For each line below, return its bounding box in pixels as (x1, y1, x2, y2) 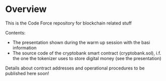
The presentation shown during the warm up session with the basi (12, 39, 150, 45)
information (12, 44, 37, 50)
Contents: (5, 29, 26, 35)
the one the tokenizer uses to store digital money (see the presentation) (12, 55, 161, 61)
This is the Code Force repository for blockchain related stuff (5, 20, 132, 26)
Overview (5, 3, 47, 15)
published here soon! (5, 70, 49, 76)
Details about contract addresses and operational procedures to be (5, 65, 145, 71)
